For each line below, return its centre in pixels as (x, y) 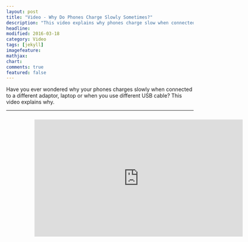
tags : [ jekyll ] (25, 45)
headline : (18, 28)
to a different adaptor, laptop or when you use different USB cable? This (94, 96)
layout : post (22, 12)
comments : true (25, 67)
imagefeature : (24, 51)
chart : (14, 61)
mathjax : (17, 56)
